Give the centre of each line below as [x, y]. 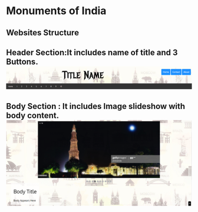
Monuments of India [56, 11]
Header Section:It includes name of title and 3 [92, 52]
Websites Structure [43, 33]
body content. [32, 115]
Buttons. [22, 62]
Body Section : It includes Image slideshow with [96, 106]
